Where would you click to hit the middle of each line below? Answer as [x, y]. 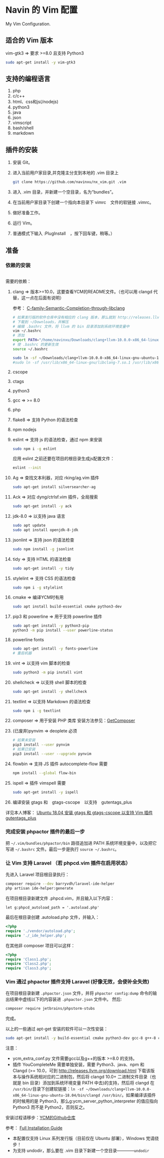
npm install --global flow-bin [44, 773]
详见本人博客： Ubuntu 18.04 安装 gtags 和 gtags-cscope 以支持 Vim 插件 [79, 813]
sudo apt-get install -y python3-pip [51, 626]
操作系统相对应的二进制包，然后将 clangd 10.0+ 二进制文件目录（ [87, 1077]
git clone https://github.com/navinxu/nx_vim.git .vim [69, 182]
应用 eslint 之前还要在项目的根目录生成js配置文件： [64, 459]
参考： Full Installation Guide [34, 1128]
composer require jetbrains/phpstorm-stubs [50, 1009]
